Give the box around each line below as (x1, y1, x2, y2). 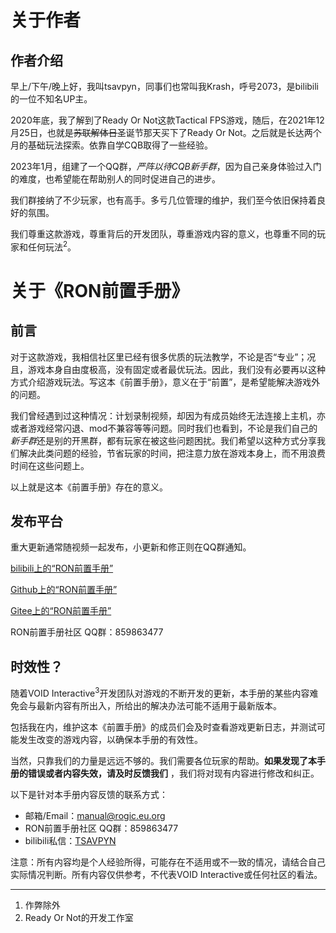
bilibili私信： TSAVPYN (24, 834, 117, 846)
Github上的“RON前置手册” (10, 584, 118, 596)
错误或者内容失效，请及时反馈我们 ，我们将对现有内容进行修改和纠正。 (27, 767, 320, 779)
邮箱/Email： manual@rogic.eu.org (24, 809, 166, 821)
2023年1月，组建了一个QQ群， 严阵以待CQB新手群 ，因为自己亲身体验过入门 (10, 161, 322, 172)
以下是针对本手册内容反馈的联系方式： (10, 788, 168, 800)
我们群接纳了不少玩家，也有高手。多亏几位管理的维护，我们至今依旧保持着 (10, 194, 317, 206)
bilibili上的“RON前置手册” (10, 562, 114, 575)
